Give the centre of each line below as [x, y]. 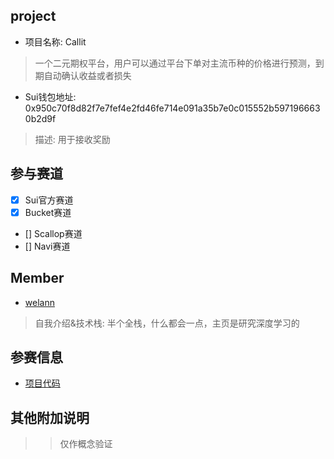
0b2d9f [40, 118]
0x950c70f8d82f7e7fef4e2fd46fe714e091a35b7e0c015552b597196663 [172, 108]
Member [37, 278]
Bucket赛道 [48, 212]
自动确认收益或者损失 [87, 75]
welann [39, 302]
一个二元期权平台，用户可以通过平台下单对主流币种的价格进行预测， [175, 63]
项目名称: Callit [55, 41]
